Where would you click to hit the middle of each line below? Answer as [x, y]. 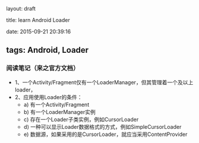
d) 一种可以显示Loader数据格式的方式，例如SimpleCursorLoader [102, 126]
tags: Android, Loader [48, 50]
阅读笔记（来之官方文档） [43, 68]
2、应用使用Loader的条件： [48, 97]
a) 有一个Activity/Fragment [56, 104]
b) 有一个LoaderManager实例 [60, 112]
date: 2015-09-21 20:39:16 [39, 31]
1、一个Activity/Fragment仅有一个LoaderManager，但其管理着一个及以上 [104, 82]
